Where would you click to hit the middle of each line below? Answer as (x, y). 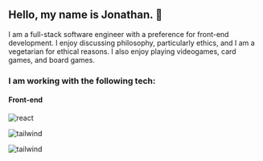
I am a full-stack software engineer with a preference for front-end (119, 34)
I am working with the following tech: (82, 80)
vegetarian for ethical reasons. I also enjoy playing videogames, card (122, 51)
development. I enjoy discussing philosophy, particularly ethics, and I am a (131, 43)
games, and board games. (51, 60)
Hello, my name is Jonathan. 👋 (86, 15)
